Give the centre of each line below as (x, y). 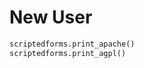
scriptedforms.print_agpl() (68, 53)
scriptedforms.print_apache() (72, 44)
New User (51, 17)
